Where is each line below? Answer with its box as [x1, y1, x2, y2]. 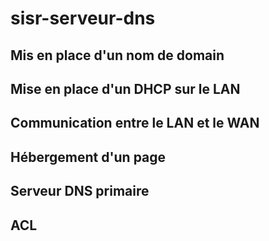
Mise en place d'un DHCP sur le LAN [10, 80, 241, 97]
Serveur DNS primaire [10, 183, 150, 200]
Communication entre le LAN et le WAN [10, 115, 260, 132]
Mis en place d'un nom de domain [10, 47, 225, 64]
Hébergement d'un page [10, 148, 167, 166]
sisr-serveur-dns [10, 7, 156, 30]
